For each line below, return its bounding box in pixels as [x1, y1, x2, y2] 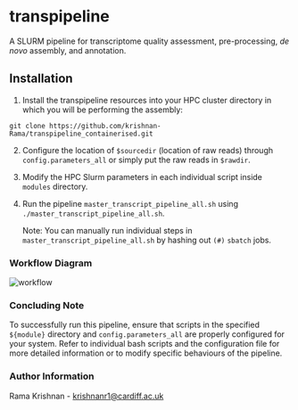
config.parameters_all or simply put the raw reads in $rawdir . [21, 154, 252, 165]
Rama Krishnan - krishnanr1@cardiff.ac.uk [9, 390, 164, 401]
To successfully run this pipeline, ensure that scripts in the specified [9, 319, 261, 331]
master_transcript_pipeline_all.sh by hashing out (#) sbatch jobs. [21, 234, 272, 245]
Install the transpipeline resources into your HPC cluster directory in [21, 94, 272, 105]
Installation [9, 71, 73, 86]
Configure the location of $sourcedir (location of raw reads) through [21, 144, 274, 155]
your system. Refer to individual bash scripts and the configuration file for [9, 339, 280, 349]
